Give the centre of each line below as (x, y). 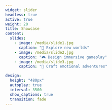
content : (14, 33)
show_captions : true (31, 94)
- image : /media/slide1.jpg (44, 43)
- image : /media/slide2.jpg (44, 52)
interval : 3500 (26, 90)
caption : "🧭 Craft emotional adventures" (63, 66)
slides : (18, 39)
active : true (19, 19)
